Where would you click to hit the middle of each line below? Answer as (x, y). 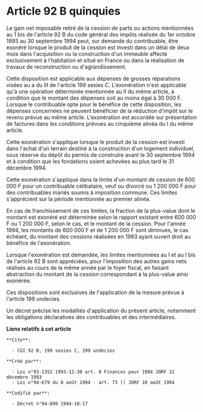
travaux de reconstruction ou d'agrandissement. (67, 67)
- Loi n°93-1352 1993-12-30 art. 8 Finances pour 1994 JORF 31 (93, 372)
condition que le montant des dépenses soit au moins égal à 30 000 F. (94, 98)
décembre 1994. (27, 168)
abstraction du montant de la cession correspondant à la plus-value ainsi (97, 274)
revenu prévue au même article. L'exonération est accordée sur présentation (101, 117)
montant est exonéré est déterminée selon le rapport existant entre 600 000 (101, 217)
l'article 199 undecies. (34, 298)
